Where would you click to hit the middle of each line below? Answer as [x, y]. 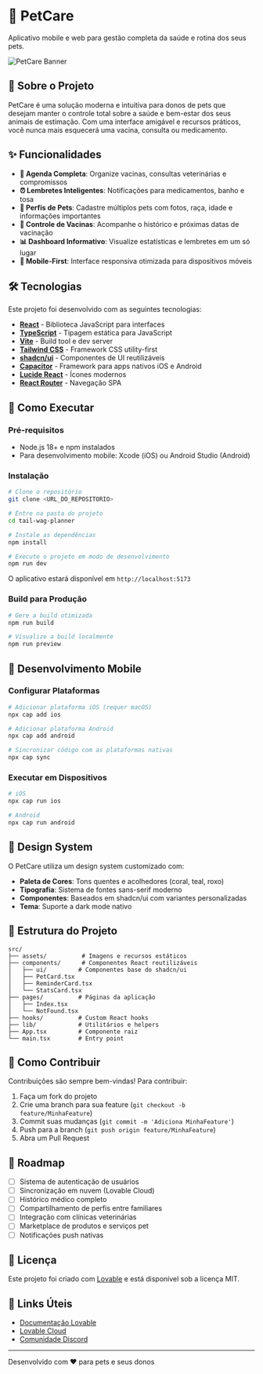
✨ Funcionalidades [55, 155]
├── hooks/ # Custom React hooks [78, 1018]
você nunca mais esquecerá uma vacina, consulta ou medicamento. [118, 130]
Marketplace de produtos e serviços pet [84, 1226]
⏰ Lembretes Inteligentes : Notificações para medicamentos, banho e [132, 190]
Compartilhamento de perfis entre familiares [91, 1208]
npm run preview [34, 644]
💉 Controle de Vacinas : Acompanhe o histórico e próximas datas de [129, 224]
